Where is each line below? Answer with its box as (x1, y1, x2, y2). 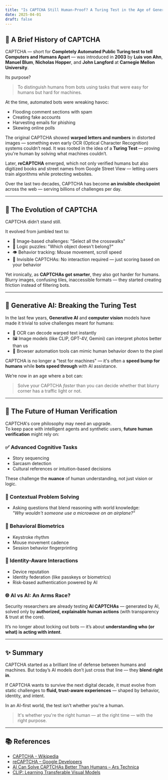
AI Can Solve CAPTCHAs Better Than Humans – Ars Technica (12, 764, 139, 770)
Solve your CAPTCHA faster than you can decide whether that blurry (17, 382, 159, 388)
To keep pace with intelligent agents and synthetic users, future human (5, 425, 153, 432)
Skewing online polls (12, 125, 55, 131)
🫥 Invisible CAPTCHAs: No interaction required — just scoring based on (12, 257, 160, 262)
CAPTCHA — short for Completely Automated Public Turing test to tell (5, 49, 153, 55)
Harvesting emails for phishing (12, 120, 76, 126)
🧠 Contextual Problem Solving (5, 493, 79, 500)
